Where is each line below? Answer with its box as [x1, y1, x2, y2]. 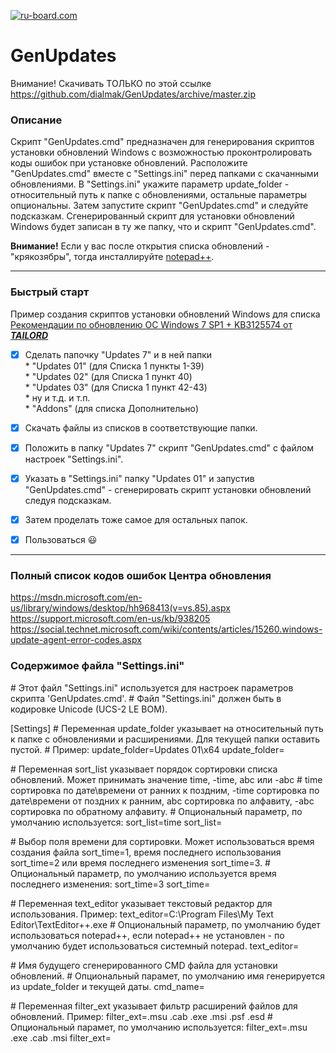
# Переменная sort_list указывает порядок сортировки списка [10, 763, 278, 775]
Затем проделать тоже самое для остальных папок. [24, 513, 248, 525]
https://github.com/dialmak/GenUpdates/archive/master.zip [10, 88, 256, 100]
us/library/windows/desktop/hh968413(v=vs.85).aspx [10, 602, 231, 614]
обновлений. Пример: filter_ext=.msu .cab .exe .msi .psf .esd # [10, 1010, 273, 1022]
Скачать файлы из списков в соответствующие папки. [24, 421, 258, 434]
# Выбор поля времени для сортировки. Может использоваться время [10, 835, 315, 847]
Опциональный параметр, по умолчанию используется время [10, 867, 277, 879]
